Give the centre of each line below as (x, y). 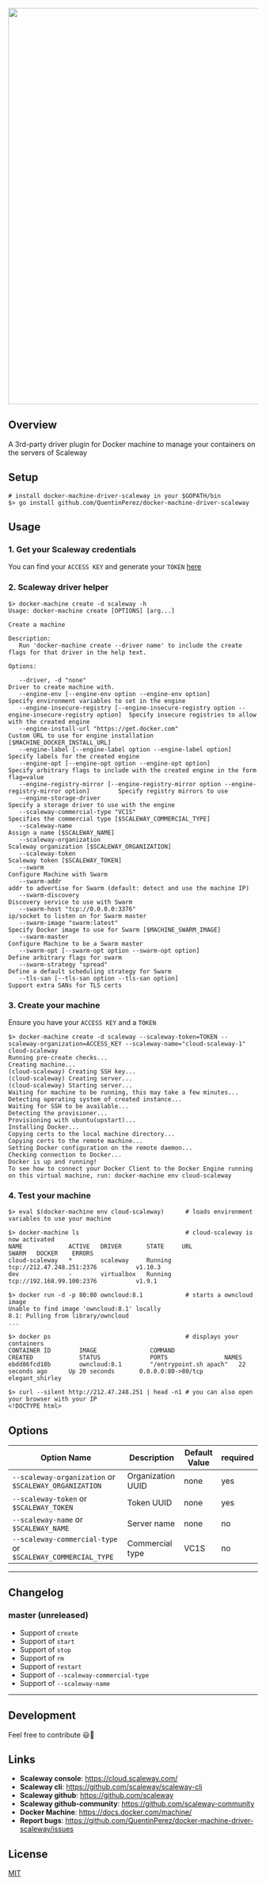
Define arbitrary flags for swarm (65, 958)
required (237, 1458)
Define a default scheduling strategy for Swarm (90, 971)
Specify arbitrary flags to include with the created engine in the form (133, 770)
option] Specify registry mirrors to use (146, 791)
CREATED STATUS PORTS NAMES (125, 1358)
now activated (32, 1240)
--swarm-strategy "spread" (63, 964)
